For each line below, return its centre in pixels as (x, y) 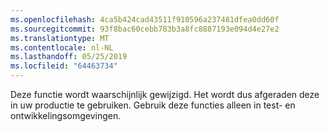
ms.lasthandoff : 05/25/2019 (69, 57)
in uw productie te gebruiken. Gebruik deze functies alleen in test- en (153, 105)
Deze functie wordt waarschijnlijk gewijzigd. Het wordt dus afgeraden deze (165, 94)
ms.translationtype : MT (60, 38)
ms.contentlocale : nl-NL (62, 47)
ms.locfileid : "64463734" (64, 66)
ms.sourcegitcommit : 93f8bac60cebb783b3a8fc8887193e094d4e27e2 (145, 29)
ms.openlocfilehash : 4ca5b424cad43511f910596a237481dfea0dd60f (145, 19)
